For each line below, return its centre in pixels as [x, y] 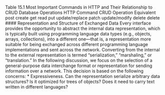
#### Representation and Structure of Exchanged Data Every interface [78, 23]
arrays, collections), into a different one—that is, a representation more [78, 39]
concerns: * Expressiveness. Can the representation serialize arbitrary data [82, 76]
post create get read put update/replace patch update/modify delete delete [82, 18]
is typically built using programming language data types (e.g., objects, [78, 34]
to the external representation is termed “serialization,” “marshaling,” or [78, 55]
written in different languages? [37, 87]
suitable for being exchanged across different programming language [77, 44]
